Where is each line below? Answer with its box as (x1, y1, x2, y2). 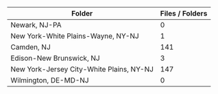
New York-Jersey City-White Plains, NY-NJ (10, 65, 154, 74)
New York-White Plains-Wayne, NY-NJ (10, 31, 139, 40)
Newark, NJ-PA (10, 20, 62, 29)
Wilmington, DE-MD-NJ (10, 76, 89, 84)
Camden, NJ (10, 42, 51, 52)
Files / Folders (160, 9, 208, 18)
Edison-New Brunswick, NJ (10, 54, 101, 63)
